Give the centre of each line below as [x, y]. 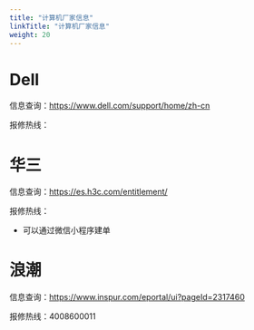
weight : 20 [30, 34]
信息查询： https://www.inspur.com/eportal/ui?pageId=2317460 [127, 297]
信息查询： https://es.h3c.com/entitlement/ [88, 192]
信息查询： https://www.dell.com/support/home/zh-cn [110, 106]
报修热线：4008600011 [53, 316]
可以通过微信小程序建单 [66, 230]
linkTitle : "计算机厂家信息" [60, 26]
